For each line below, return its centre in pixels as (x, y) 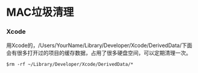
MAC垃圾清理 (40, 12)
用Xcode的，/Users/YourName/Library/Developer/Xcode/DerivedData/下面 (99, 45)
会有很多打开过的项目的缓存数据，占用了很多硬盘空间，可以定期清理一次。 (99, 53)
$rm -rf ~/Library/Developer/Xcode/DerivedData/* (70, 65)
